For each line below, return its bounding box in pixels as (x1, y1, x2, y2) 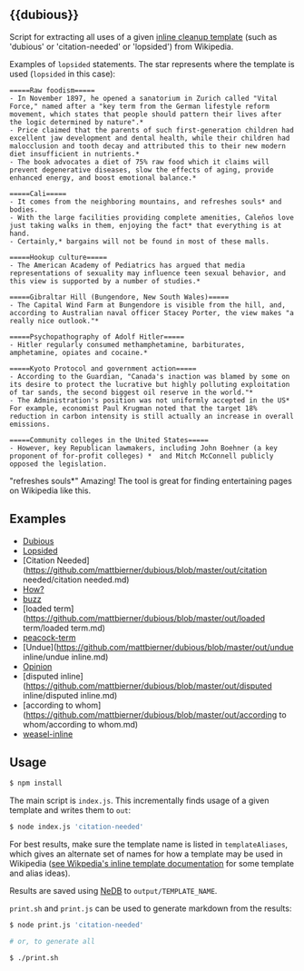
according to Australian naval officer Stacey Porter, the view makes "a (9, 308, 295, 317)
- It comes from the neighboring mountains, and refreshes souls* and (9, 197, 282, 206)
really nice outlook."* (9, 316, 100, 325)
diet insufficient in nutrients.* (9, 149, 141, 158)
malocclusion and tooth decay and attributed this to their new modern (9, 141, 286, 151)
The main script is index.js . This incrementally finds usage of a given (9, 795, 270, 807)
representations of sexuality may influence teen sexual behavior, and (9, 268, 286, 278)
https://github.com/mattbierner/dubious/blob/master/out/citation (25, 564, 268, 575)
